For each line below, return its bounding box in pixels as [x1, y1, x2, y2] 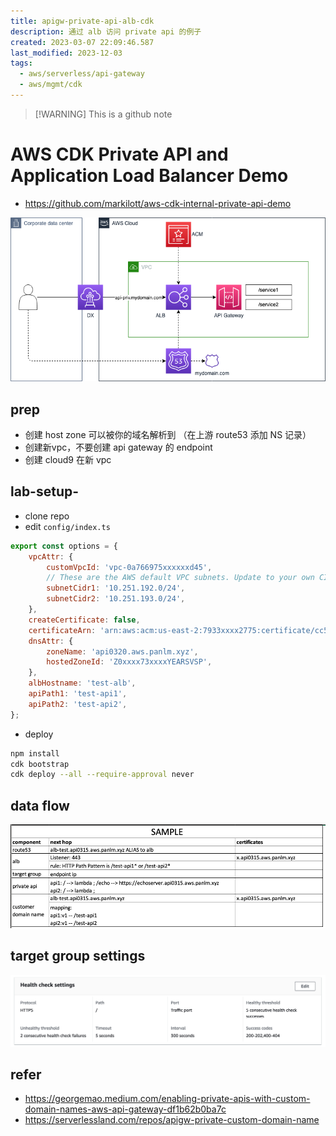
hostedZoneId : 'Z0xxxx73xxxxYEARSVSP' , [46, 657, 213, 667]
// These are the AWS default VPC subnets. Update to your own [46, 573, 315, 583]
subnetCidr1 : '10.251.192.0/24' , [46, 583, 186, 594]
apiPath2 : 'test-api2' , [28, 699, 128, 709]
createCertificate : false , [28, 615, 141, 625]
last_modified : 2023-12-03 [10, 48, 123, 58]
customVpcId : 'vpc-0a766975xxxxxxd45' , [46, 562, 213, 572]
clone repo [24, 510, 70, 522]
